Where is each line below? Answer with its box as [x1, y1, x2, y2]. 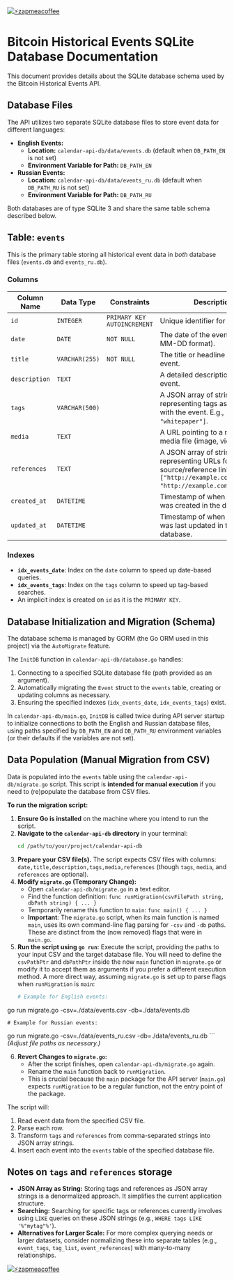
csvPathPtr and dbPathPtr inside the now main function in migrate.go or [17, 958, 221, 966]
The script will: [7, 1102, 50, 1111]
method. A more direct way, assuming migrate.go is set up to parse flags [17, 972, 226, 981]
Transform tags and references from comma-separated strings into [17, 1131, 211, 1139]
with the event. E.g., [159, 407, 224, 417]
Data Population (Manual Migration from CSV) [7, 754, 210, 766]
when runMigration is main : [17, 979, 95, 988]
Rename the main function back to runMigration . [27, 1067, 166, 1075]
